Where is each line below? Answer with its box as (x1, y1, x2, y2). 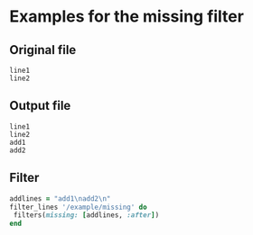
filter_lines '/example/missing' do (9, 203, 147, 212)
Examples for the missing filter (9, 6, 244, 27)
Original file (9, 42, 77, 58)
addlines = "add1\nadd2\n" (9, 194, 111, 203)
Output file (9, 98, 71, 113)
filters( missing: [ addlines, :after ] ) (13, 211, 160, 220)
